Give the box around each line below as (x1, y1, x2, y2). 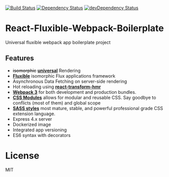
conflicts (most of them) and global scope (12, 99, 101, 106)
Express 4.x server (12, 116, 52, 122)
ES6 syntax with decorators (12, 132, 71, 138)
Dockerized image (12, 121, 51, 127)
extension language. (12, 111, 55, 117)
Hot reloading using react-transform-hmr (12, 84, 101, 90)
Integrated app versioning (12, 127, 67, 133)
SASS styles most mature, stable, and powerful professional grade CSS (12, 105, 163, 111)
